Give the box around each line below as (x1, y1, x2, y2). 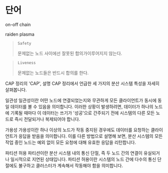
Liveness (17, 60, 36, 65)
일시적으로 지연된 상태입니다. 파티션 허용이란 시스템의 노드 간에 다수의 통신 (10, 156, 156, 162)
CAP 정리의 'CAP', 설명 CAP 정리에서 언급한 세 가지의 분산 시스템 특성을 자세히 (5, 80, 159, 86)
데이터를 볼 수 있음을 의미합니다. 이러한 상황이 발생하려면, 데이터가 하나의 (10, 103, 154, 109)
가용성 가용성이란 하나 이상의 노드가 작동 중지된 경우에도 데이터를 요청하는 (5, 126, 150, 133)
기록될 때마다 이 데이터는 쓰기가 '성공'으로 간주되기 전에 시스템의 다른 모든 (10, 110, 155, 116)
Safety (17, 41, 32, 46)
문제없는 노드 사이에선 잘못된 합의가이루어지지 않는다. (17, 50, 122, 56)
